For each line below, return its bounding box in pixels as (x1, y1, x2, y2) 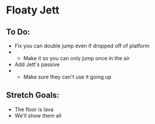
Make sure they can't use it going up (23, 74, 112, 80)
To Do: (6, 27, 30, 37)
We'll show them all (14, 112, 61, 119)
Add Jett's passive (14, 61, 60, 68)
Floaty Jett (6, 4, 60, 17)
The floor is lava (14, 106, 54, 113)
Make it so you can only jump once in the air (23, 55, 130, 61)
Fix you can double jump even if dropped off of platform (14, 42, 150, 49)
